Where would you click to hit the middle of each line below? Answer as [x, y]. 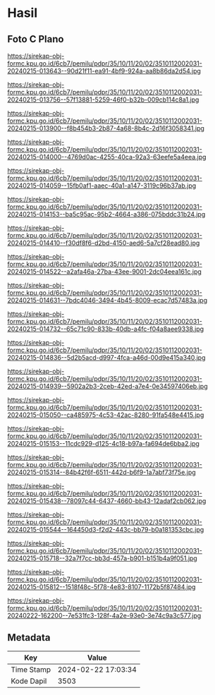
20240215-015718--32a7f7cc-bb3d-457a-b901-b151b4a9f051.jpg [102, 558]
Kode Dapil [29, 681]
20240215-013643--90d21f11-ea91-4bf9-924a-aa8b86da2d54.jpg [104, 71]
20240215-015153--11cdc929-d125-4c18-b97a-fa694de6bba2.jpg [103, 443]
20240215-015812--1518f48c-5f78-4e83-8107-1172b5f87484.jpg [102, 587]
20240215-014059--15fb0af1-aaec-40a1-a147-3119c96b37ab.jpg [102, 186]
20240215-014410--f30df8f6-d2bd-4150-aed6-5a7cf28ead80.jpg [104, 243]
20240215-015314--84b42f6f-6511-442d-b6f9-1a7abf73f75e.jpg [102, 472]
